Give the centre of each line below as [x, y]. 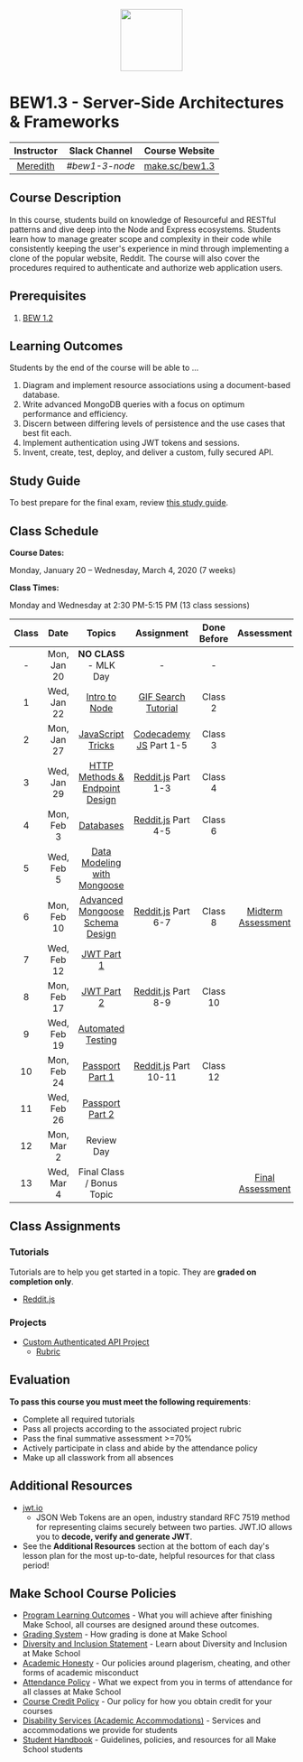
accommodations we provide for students [100, 1730]
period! [36, 1565]
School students [53, 1749]
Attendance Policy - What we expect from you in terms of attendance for [157, 1683]
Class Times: [35, 588]
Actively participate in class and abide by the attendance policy [140, 1448]
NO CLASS [101, 654]
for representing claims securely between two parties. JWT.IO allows [164, 1526]
